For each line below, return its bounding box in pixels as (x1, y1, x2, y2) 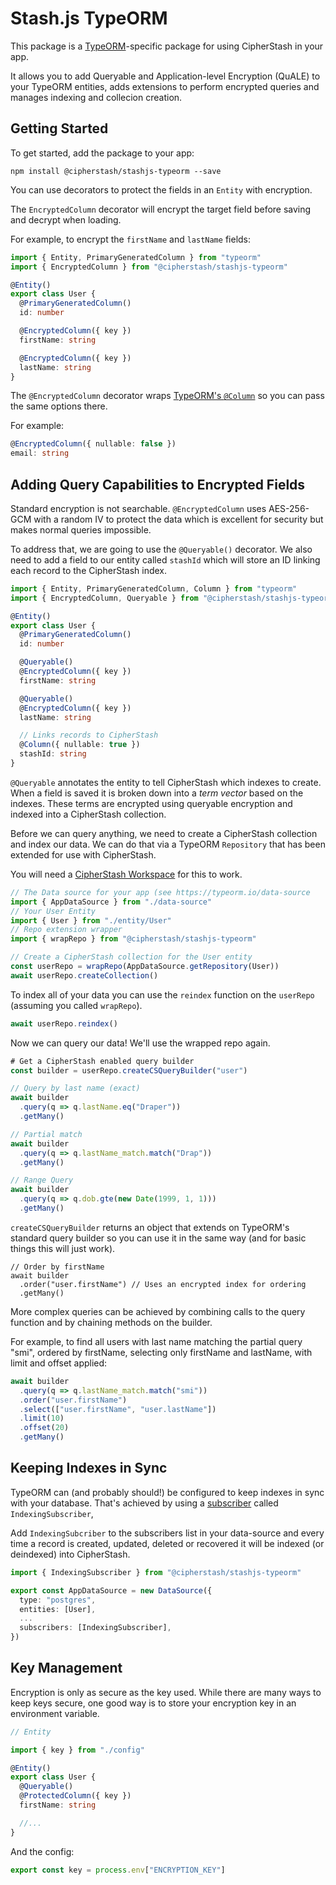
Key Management (10, 1660, 123, 1677)
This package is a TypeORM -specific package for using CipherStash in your (10, 40, 324, 52)
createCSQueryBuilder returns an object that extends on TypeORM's (10, 1221, 290, 1233)
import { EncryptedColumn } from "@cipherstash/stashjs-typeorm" (10, 262, 288, 272)
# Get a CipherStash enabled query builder (10, 1056, 195, 1066)
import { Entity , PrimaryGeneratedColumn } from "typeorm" (10, 252, 262, 262)
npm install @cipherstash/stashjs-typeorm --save (10, 166, 222, 176)
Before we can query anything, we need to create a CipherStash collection (10, 827, 318, 839)
